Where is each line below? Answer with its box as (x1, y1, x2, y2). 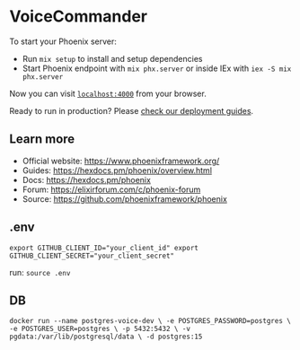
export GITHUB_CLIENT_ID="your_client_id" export (9, 243, 199, 252)
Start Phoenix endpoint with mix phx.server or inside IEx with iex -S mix (22, 63, 292, 74)
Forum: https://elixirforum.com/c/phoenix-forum (22, 184, 201, 195)
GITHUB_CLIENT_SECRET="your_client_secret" (9, 251, 175, 260)
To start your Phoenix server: (9, 36, 117, 47)
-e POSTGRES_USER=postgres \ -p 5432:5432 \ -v (9, 325, 191, 334)
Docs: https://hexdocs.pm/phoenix (22, 174, 151, 185)
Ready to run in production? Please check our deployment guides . (9, 105, 254, 116)
